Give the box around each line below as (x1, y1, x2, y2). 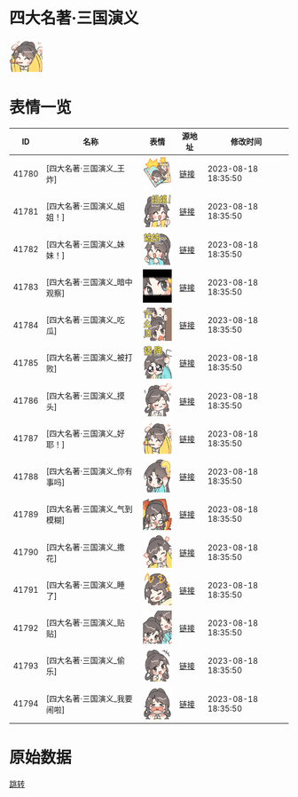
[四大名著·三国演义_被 (45, 352, 126, 363)
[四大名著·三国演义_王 (45, 163, 126, 174)
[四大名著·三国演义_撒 (45, 541, 126, 552)
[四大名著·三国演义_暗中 (45, 276, 133, 287)
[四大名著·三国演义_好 (45, 428, 126, 438)
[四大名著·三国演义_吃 (45, 314, 126, 325)
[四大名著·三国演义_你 (45, 466, 126, 477)
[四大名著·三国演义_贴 (45, 618, 126, 628)
